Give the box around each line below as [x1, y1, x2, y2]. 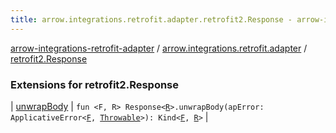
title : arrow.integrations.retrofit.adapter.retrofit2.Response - [10, 14, 293, 25]
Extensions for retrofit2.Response [10, 77, 180, 91]
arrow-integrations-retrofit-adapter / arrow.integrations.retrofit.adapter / [10, 42, 308, 54]
